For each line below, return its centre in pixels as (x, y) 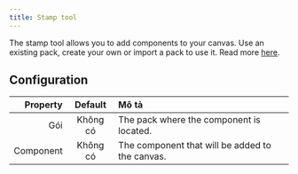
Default (90, 105)
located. (135, 131)
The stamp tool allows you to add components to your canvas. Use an (137, 43)
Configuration (49, 80)
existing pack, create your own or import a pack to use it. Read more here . (145, 52)
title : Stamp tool (43, 17)
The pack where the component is (189, 120)
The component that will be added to (195, 146)
